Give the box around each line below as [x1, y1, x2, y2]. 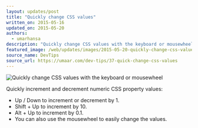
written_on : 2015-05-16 [6, 19, 65, 25]
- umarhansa [11, 36, 41, 42]
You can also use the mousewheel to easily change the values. [14, 115, 167, 122]
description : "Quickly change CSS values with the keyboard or [6, 42, 165, 48]
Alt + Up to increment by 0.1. [14, 109, 84, 116]
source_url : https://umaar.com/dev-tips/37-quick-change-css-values [6, 58, 178, 63]
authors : [6, 31, 28, 36]
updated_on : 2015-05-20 [6, 25, 65, 31]
